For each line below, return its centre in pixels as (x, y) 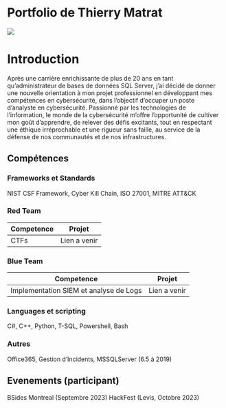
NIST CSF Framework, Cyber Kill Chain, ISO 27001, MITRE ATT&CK (102, 193)
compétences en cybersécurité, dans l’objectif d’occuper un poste (101, 100)
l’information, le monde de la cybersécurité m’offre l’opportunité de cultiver (113, 114)
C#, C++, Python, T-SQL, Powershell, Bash (68, 326)
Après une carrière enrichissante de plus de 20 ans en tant (90, 78)
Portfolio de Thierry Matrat (85, 13)
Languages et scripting (46, 312)
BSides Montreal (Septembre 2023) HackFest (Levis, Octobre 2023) (103, 397)
